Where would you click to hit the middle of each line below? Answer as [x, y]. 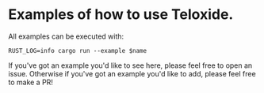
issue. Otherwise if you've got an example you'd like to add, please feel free [132, 73]
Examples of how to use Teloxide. [121, 15]
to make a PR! [31, 82]
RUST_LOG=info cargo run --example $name [78, 50]
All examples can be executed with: [66, 36]
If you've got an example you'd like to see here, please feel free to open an [130, 65]
